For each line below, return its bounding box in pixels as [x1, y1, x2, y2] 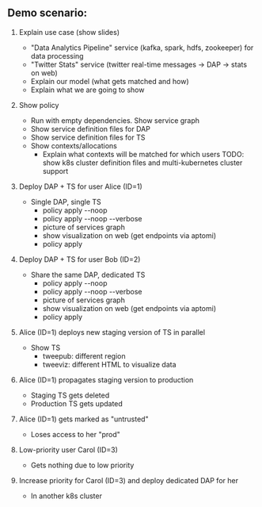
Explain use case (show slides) [18, 27, 120, 36]
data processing [30, 51, 84, 60]
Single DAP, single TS [30, 197, 102, 206]
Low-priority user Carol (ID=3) [18, 444, 118, 455]
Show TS [30, 343, 61, 352]
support [42, 166, 69, 175]
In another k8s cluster [30, 491, 102, 501]
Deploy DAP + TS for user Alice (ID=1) [18, 182, 143, 191]
